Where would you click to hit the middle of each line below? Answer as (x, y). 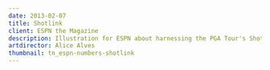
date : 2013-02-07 (37, 16)
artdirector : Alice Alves (51, 46)
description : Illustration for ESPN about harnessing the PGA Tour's (127, 38)
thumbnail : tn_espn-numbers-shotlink (72, 53)
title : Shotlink (35, 23)
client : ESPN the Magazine (53, 31)
